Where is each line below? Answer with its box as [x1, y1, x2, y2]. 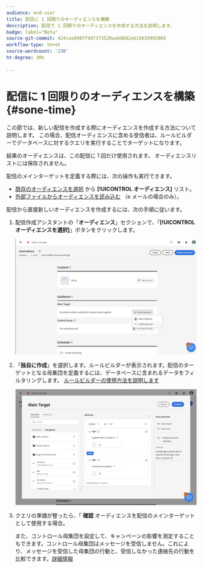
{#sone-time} [6, 103, 77, 116]
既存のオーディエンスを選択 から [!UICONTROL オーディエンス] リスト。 [14, 185, 195, 192]
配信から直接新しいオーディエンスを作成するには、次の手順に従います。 [6, 205, 185, 213]
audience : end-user [6, 10, 56, 16]
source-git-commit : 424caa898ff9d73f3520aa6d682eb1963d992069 [6, 35, 166, 42]
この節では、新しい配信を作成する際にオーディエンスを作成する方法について [6, 124, 196, 131]
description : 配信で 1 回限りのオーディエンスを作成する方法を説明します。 [6, 22, 175, 28]
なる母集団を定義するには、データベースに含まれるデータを [36, 369, 184, 376]
